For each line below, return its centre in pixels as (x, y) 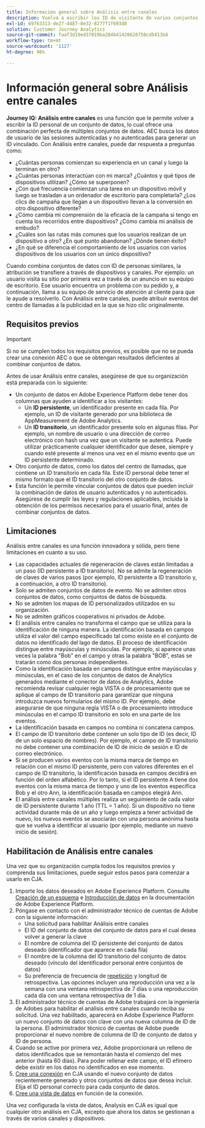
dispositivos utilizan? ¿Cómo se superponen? (72, 182)
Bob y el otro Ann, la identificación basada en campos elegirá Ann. (99, 793)
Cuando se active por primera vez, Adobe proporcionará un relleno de (103, 1048)
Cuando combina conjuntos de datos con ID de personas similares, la (94, 265)
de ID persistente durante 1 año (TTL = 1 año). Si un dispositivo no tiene (105, 806)
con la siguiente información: (52, 917)
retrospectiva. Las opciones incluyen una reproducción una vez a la (110, 982)
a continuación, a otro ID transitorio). (61, 584)
